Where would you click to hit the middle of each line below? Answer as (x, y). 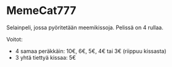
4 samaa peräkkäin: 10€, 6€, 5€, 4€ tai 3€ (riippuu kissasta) (91, 51)
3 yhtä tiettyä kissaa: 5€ (46, 57)
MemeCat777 (41, 11)
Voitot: (15, 39)
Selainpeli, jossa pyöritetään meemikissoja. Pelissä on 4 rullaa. (85, 27)
